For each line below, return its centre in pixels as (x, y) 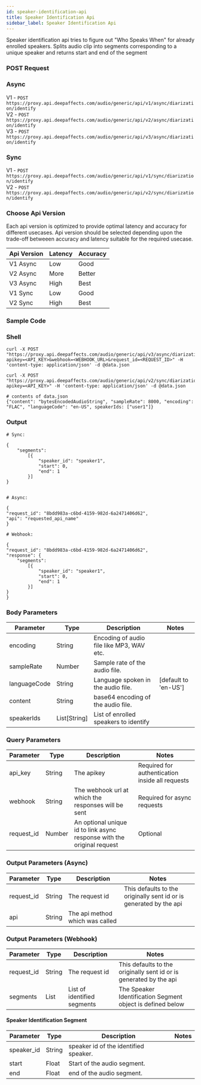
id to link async (95, 830)
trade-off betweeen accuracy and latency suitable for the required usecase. (100, 239)
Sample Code (26, 321)
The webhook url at (101, 791)
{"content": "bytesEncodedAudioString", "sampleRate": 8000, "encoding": (100, 402)
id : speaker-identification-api (46, 12)
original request (96, 845)
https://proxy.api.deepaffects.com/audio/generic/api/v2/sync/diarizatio (100, 193)
